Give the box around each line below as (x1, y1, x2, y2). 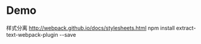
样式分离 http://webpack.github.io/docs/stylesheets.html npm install (6, 24, 175, 31)
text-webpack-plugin (6, 31, 58, 38)
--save (59, 31, 76, 38)
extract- (176, 24, 196, 31)
